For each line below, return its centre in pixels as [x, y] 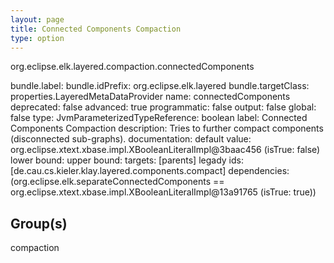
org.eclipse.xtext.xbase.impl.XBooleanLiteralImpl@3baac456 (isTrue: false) [165, 150]
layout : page [37, 19]
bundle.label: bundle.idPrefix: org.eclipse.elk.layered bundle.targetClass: [160, 86]
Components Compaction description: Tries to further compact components [167, 128]
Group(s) [39, 223]
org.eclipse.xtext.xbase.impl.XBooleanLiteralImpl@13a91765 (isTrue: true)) [163, 192]
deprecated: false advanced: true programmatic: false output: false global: [163, 107]
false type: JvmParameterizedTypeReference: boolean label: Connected [159, 118]
